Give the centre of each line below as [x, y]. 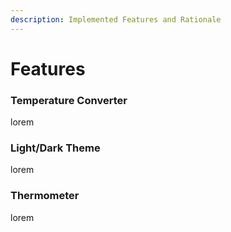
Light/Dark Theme [55, 148]
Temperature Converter [69, 100]
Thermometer [45, 196]
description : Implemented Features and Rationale [116, 19]
